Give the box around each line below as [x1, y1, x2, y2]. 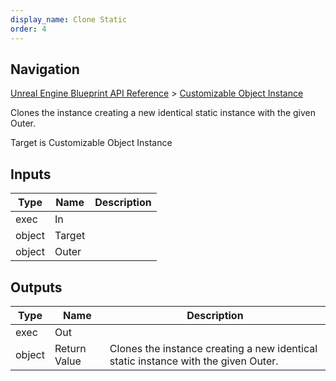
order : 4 [10, 24, 47, 34]
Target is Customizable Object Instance [10, 137, 173, 149]
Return [54, 341, 87, 355]
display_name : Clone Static [10, 14, 128, 25]
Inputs [10, 166, 52, 183]
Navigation [10, 61, 80, 78]
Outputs [10, 279, 63, 296]
